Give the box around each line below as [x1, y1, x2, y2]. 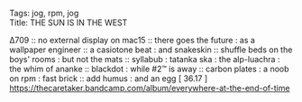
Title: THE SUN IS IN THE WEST [9, 17, 128, 28]
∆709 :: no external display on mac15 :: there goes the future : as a [9, 35, 255, 45]
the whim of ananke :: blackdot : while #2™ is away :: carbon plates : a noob [9, 63, 290, 74]
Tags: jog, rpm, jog [9, 8, 79, 18]
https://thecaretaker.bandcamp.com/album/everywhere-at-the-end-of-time [9, 83, 290, 93]
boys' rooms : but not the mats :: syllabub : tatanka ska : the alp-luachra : [9, 54, 280, 64]
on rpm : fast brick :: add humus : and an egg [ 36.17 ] [9, 73, 208, 84]
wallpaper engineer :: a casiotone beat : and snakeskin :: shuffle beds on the [9, 44, 293, 55]
